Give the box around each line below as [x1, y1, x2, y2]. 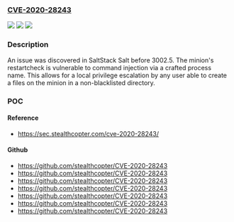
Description [7, 40, 49, 50]
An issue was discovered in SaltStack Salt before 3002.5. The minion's [7, 55, 214, 65]
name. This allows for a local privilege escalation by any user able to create [7, 71, 228, 79]
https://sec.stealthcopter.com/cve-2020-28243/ [17, 129, 160, 138]
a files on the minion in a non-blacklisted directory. [7, 78, 156, 87]
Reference [7, 113, 39, 122]
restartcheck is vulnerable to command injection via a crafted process [7, 63, 211, 72]
